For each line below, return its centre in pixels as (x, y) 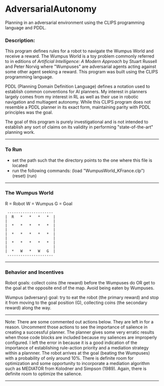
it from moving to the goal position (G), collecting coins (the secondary (76, 303)
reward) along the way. (28, 308)
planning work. (20, 132)
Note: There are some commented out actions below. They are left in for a (79, 322)
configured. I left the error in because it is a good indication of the (71, 343)
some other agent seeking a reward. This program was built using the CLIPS (82, 72)
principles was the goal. (29, 112)
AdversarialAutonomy (51, 9)
